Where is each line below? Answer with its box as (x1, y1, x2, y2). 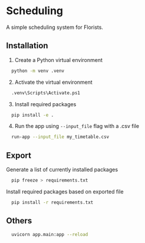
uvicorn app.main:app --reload (11, 231, 88, 237)
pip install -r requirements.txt (11, 199, 94, 205)
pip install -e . (11, 112, 54, 118)
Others (6, 216, 32, 226)
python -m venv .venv (11, 68, 65, 74)
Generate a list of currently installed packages (6, 166, 118, 173)
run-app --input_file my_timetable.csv (11, 134, 110, 140)
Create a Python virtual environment (14, 56, 103, 63)
